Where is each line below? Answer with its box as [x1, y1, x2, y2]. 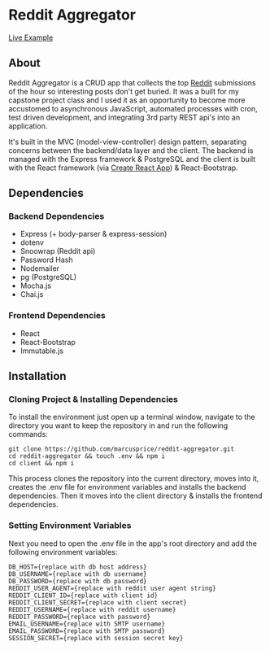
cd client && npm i [8, 460, 75, 468]
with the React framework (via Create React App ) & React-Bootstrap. [8, 163, 238, 172]
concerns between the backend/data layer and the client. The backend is [8, 145, 254, 155]
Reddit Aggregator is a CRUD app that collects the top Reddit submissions [8, 77, 256, 87]
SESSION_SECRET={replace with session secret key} [8, 634, 184, 642]
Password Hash [20, 255, 73, 265]
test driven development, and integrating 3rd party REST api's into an [8, 112, 241, 122]
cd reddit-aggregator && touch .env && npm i [8, 452, 165, 460]
